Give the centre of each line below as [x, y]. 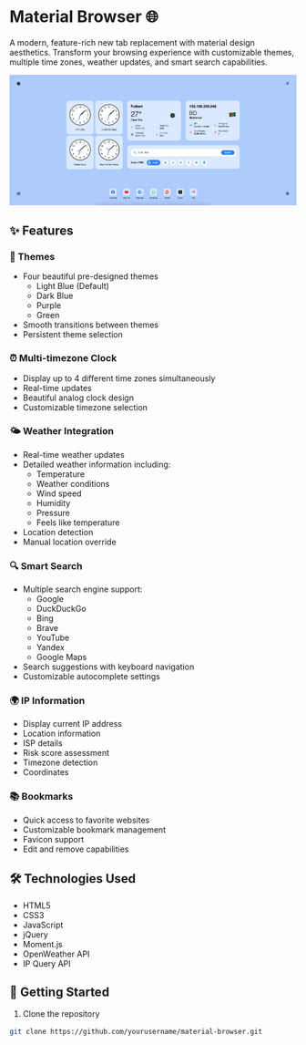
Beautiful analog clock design [78, 398]
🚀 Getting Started [60, 992]
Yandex [51, 647]
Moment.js [42, 944]
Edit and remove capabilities [76, 849]
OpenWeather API [56, 954]
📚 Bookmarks [41, 797]
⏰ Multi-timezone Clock [63, 358]
